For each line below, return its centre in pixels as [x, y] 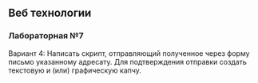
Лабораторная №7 [46, 36]
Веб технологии [50, 13]
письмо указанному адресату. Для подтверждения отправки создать [128, 61]
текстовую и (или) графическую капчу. [75, 70]
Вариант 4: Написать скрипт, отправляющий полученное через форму [129, 53]
